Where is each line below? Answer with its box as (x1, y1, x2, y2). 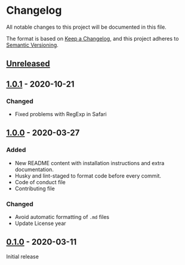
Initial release (6, 252, 39, 260)
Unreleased (6, 59, 51, 69)
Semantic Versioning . (6, 41, 58, 48)
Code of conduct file (14, 178, 66, 185)
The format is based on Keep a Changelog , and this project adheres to (6, 35, 179, 42)
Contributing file (14, 185, 55, 192)
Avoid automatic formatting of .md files (14, 214, 109, 220)
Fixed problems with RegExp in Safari (14, 111, 107, 118)
